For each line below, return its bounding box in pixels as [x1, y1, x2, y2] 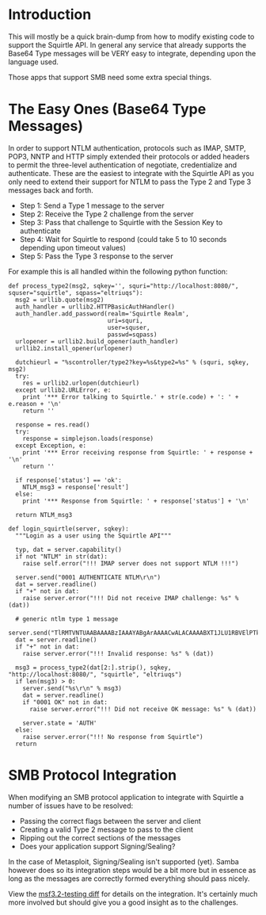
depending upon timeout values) [19, 243, 127, 252]
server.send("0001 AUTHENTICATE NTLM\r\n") [15, 573, 161, 581]
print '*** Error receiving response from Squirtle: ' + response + [22, 448, 253, 457]
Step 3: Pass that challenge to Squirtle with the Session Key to [19, 217, 223, 227]
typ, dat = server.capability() [15, 546, 123, 553]
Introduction [8, 6, 92, 24]
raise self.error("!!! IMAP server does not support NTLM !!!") [22, 559, 239, 568]
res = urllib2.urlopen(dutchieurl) [22, 379, 140, 387]
